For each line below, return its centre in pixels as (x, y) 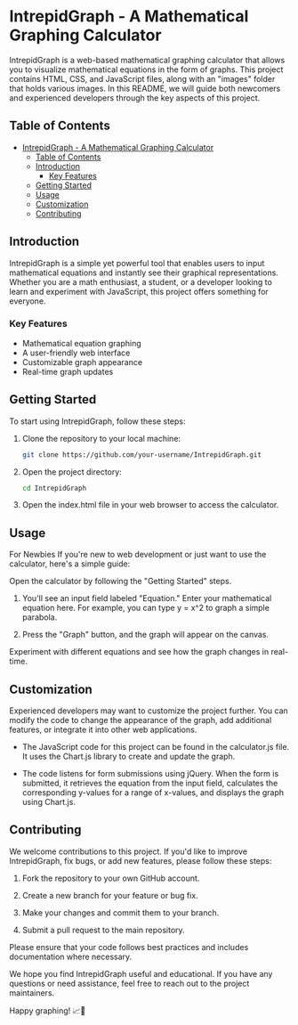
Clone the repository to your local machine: (101, 438)
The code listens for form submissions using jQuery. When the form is (150, 774)
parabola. (40, 617)
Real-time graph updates (68, 371)
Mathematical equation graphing (82, 343)
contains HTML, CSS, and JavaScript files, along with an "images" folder (142, 78)
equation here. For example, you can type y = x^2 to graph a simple (145, 608)
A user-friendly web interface (76, 353)
